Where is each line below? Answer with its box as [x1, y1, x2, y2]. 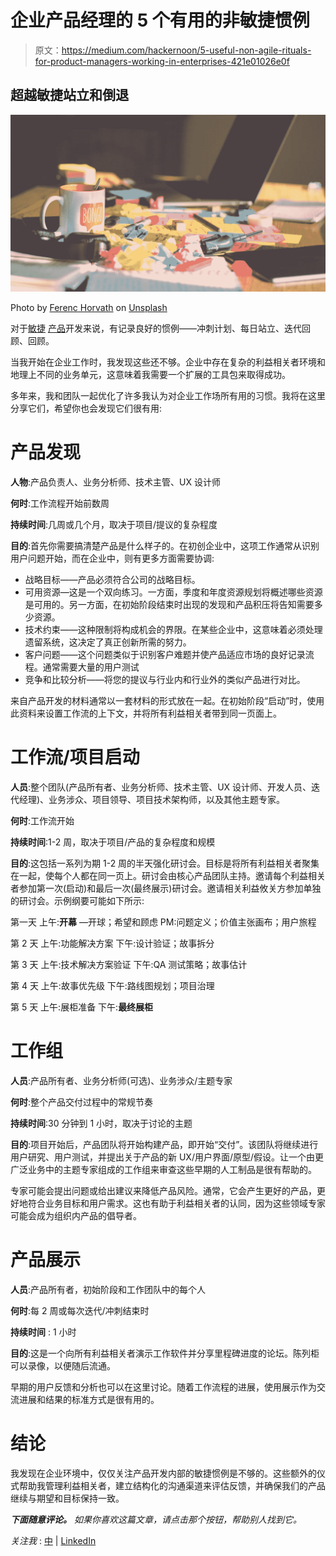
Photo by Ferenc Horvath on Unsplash [10, 302, 168, 314]
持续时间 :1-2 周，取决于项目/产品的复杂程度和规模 [10, 836, 216, 848]
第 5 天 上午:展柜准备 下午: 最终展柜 [10, 1001, 154, 1013]
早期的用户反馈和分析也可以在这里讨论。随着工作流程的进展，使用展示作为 [10, 1381, 317, 1393]
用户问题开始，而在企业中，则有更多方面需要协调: [10, 552, 215, 565]
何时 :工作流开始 [10, 815, 75, 827]
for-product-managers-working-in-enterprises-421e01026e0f [34, 55, 290, 67]
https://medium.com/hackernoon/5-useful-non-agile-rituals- [61, 44, 312, 56]
